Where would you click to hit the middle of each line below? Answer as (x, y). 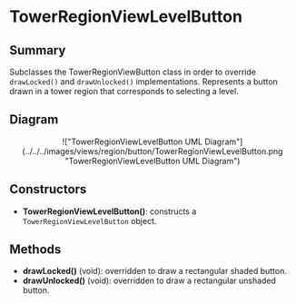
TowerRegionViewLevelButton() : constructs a (109, 211)
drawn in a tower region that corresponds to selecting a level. (124, 91)
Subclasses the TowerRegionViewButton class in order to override (133, 72)
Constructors (48, 189)
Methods (35, 250)
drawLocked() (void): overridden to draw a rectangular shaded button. (155, 271)
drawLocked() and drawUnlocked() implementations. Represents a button (144, 82)
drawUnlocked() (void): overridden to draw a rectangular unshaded (149, 281)
